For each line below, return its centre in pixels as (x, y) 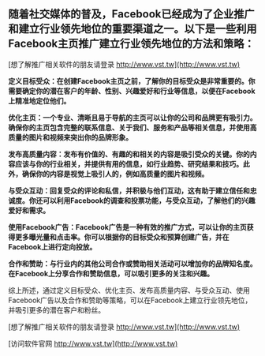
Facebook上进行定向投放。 (52, 246)
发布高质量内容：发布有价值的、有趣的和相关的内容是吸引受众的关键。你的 (129, 154)
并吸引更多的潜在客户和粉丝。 (56, 309)
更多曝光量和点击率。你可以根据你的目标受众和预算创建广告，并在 (122, 237)
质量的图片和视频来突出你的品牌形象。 (70, 137)
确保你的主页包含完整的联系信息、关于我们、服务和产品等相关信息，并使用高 (132, 127)
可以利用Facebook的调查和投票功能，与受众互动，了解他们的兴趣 (149, 200)
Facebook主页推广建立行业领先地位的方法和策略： (131, 44)
